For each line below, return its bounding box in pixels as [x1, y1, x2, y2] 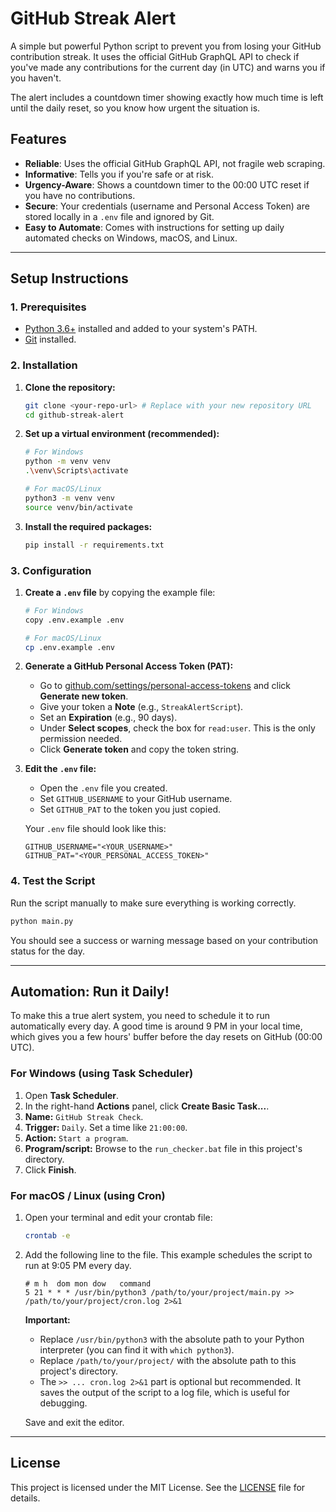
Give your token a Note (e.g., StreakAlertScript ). [39, 701, 244, 713]
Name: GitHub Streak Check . [24, 1110, 144, 1122]
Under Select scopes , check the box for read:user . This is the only [39, 722, 316, 734]
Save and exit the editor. [24, 1416, 125, 1428]
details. [10, 1492, 41, 1504]
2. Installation [10, 358, 78, 372]
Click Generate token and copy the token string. [39, 743, 240, 756]
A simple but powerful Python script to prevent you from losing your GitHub [10, 40, 322, 52]
